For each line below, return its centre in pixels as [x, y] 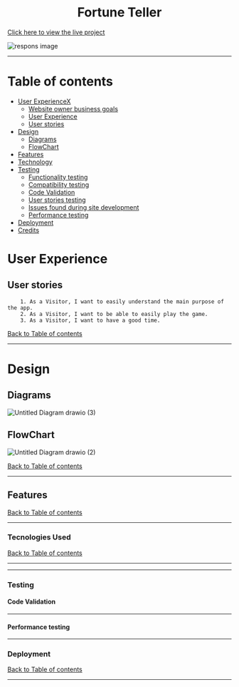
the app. [20, 307]
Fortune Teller [119, 12]
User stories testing [57, 200]
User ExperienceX [44, 101]
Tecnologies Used [39, 537]
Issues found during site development [84, 207]
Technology [35, 162]
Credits [28, 230]
